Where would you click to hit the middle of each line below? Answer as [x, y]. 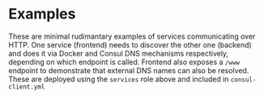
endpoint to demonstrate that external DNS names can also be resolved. [129, 70]
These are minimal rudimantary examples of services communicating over [132, 36]
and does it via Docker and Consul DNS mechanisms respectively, [119, 53]
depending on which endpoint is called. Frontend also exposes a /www [124, 62]
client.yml [27, 87]
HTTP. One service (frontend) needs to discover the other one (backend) [130, 44]
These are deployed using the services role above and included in [119, 79]
